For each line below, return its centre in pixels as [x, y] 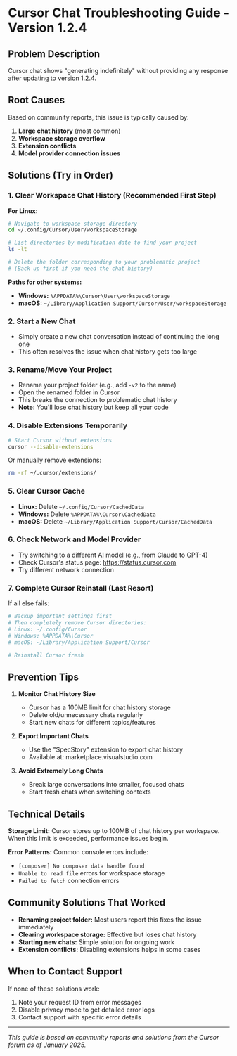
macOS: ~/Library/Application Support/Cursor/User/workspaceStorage [122, 303]
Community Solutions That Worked [87, 902]
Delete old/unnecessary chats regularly [86, 715]
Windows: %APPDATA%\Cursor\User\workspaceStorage [94, 295]
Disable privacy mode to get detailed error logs [87, 1010]
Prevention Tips [44, 677]
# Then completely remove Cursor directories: [77, 623]
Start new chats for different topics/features [92, 723]
